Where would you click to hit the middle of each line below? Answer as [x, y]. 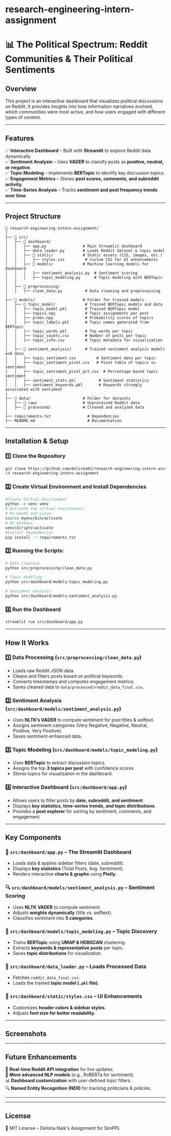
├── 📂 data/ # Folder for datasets [68, 398]
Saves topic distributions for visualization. [58, 953]
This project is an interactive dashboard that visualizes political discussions [84, 101]
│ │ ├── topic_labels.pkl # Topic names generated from [77, 322]
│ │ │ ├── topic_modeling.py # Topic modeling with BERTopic [84, 277]
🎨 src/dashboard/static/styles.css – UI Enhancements [74, 996]
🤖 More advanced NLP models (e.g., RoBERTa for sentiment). [70, 1075]
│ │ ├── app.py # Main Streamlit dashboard [74, 246]
